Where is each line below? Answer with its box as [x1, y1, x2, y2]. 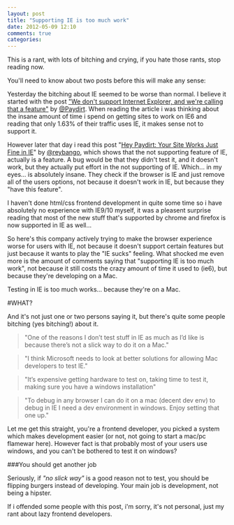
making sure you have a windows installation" [24, 382, 156, 391]
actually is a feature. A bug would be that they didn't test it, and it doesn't [7, 155, 219, 164]
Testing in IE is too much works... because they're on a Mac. [7, 285, 181, 294]
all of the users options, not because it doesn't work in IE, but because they [7, 178, 225, 186]
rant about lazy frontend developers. [7, 510, 113, 518]
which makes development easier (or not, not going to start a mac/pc [7, 432, 206, 440]
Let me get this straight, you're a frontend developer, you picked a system [7, 424, 220, 433]
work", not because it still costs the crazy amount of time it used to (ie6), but [7, 264, 228, 273]
